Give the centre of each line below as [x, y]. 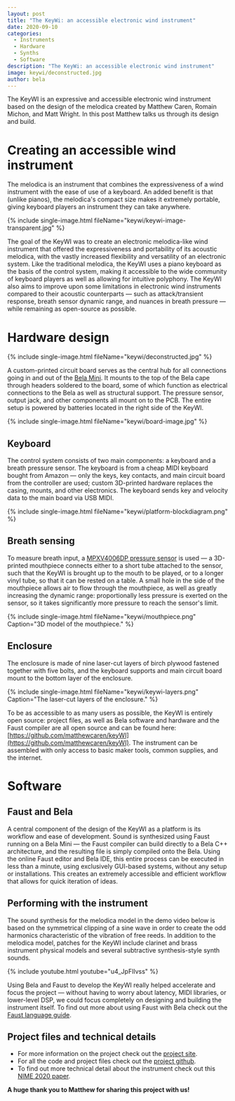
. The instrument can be [163, 742]
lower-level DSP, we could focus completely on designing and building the [115, 1000]
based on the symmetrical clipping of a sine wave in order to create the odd [117, 928]
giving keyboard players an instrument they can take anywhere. [99, 207]
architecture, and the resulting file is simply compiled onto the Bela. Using [114, 851]
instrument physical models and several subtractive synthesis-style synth [114, 950]
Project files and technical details [82, 1037]
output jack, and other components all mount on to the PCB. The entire [109, 400]
